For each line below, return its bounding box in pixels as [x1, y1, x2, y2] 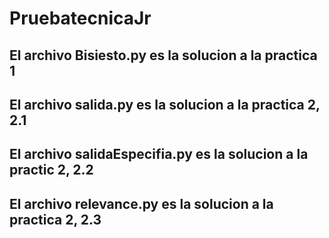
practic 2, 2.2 [9, 162, 94, 179]
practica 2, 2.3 [9, 211, 102, 228]
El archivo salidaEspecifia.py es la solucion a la [9, 146, 309, 163]
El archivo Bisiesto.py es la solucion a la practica [9, 47, 318, 64]
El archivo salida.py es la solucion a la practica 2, [9, 96, 321, 113]
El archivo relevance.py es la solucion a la [9, 195, 274, 212]
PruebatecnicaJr [9, 7, 152, 30]
